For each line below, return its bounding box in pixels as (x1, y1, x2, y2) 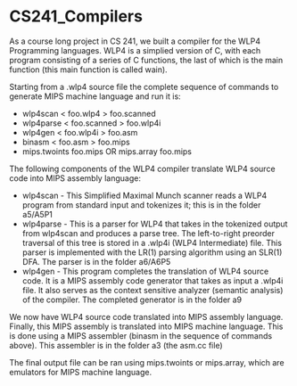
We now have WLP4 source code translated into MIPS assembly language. (9, 311, 284, 322)
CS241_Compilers (9, 6, 143, 27)
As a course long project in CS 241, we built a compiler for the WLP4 (9, 36, 261, 46)
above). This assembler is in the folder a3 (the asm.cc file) (9, 340, 223, 350)
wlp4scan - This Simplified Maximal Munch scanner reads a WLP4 (21, 190, 268, 201)
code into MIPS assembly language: (9, 172, 141, 184)
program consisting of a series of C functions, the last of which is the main (9, 54, 284, 65)
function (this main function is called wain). (9, 64, 168, 75)
